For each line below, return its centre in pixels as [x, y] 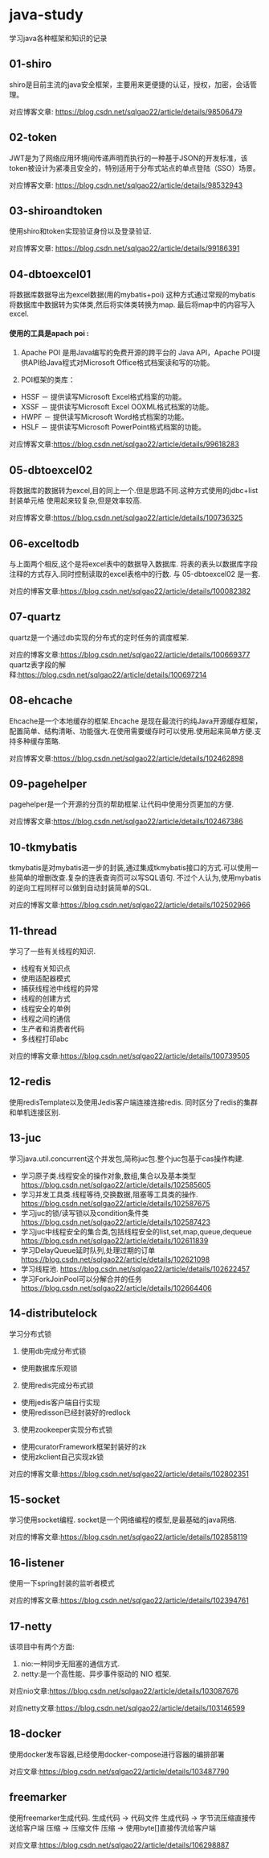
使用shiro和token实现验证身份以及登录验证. [80, 231]
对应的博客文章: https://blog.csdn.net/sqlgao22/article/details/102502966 [130, 905]
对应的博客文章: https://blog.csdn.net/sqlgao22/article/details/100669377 [130, 654]
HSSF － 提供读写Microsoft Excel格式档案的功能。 [104, 397]
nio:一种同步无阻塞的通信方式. [70, 1663]
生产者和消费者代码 [53, 1029]
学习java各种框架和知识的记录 [58, 38]
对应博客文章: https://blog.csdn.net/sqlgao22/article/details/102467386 [126, 821]
